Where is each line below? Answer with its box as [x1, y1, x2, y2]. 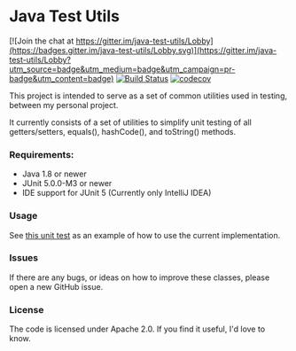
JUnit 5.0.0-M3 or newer [21, 178, 113, 189]
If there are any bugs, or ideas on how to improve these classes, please [9, 272, 270, 283]
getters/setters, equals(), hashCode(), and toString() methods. [9, 126, 237, 136]
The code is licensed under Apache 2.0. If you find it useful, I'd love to [9, 324, 266, 334]
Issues [9, 252, 39, 264]
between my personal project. [9, 99, 119, 110]
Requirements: [9, 148, 74, 160]
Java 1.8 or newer [21, 168, 87, 179]
